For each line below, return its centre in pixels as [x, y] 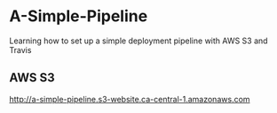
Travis [20, 49]
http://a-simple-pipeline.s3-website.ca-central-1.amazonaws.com [130, 99]
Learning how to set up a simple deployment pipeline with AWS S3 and [138, 41]
